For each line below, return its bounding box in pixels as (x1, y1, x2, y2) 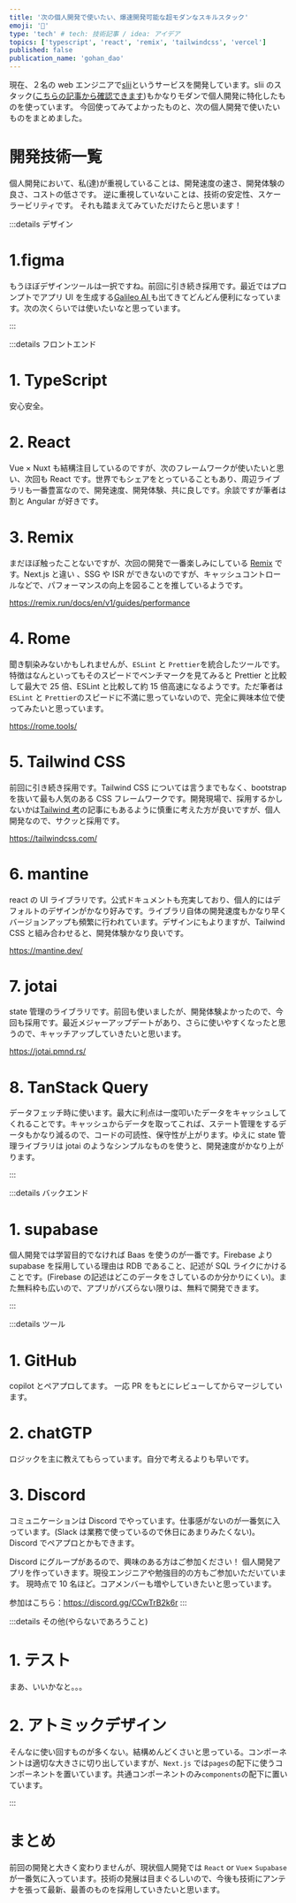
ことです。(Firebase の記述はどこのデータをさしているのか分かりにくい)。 (9, 1271, 280, 1283)
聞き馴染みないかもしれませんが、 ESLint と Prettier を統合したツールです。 (9, 658, 285, 669)
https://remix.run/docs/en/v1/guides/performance (9, 597, 191, 608)
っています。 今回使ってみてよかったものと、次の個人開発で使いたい (32, 102, 281, 111)
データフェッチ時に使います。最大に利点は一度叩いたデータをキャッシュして (9, 1108, 287, 1118)
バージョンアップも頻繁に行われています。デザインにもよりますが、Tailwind (9, 917, 285, 927)
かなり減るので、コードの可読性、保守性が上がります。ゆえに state (32, 1130, 277, 1140)
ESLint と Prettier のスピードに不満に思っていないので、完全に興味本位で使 (9, 692, 285, 702)
